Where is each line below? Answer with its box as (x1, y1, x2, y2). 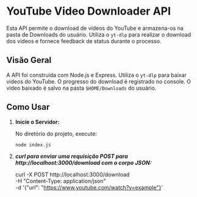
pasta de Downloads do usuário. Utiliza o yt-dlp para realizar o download (6, 30, 192, 38)
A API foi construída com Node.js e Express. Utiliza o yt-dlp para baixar (6, 71, 187, 79)
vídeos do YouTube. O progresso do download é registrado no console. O (6, 77, 191, 85)
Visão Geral (6, 55, 52, 65)
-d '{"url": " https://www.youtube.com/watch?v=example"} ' (15, 184, 163, 192)
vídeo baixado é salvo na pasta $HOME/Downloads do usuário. (6, 84, 157, 91)
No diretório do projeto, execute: (15, 130, 98, 137)
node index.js (15, 141, 51, 148)
